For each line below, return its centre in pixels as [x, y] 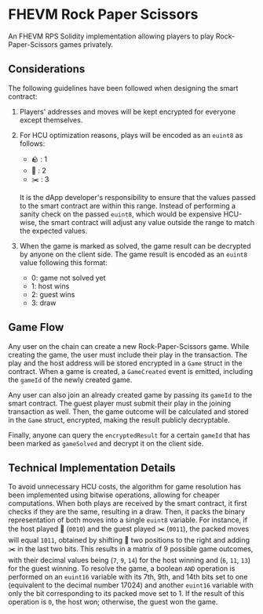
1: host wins [50, 286]
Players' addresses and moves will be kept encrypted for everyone [128, 111]
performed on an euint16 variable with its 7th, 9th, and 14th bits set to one [128, 577]
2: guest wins [53, 294]
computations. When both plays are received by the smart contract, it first [128, 503]
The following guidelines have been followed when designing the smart [123, 88]
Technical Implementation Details [92, 468]
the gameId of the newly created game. [70, 380]
